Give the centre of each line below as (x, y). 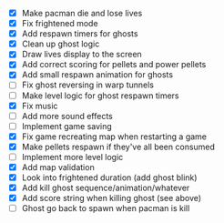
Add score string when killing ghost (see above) (112, 198)
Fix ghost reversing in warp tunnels (87, 85)
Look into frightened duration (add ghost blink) (109, 177)
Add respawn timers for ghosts (80, 34)
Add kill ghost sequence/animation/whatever (106, 188)
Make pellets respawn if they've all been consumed (118, 147)
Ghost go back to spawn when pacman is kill (106, 208)
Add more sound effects (67, 116)
